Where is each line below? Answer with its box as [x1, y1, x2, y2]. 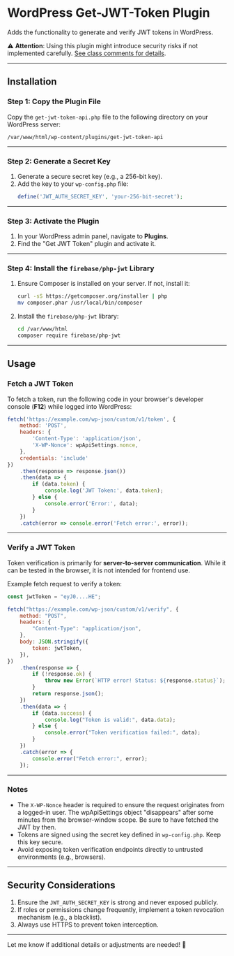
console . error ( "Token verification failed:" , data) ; [44, 729, 201, 737]
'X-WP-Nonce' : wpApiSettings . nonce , [32, 442, 139, 449]
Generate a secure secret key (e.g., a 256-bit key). [17, 172, 162, 180]
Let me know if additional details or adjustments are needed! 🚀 [7, 940, 187, 948]
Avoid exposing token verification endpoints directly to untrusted [17, 845, 203, 853]
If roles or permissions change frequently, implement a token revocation [17, 905, 224, 913]
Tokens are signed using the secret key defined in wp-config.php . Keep [17, 830, 221, 839]
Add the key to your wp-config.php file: [17, 180, 129, 188]
